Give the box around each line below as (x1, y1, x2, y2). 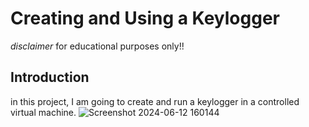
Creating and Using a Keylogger (10, 7, 280, 30)
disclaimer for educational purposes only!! (10, 40, 185, 52)
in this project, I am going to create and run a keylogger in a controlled (10, 95, 300, 107)
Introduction (10, 69, 90, 86)
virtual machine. (10, 106, 77, 118)
